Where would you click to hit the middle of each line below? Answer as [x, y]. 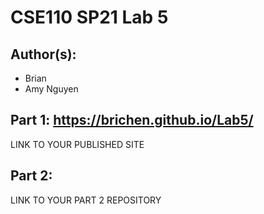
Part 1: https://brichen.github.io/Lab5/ [132, 120]
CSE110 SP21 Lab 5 [89, 17]
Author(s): [43, 54]
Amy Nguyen [51, 89]
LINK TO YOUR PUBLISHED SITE [77, 144]
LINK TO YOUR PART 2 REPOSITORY [86, 200]
